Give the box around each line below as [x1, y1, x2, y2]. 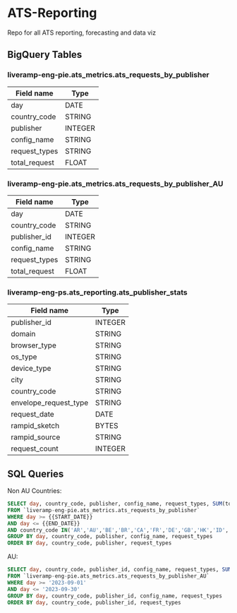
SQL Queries [7, 468, 64, 480]
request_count [11, 444, 59, 453]
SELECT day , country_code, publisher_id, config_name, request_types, [7, 566, 219, 573]
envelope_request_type [11, 398, 89, 407]
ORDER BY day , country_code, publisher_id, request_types [7, 599, 181, 606]
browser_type [11, 340, 56, 350]
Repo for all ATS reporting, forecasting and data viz [7, 28, 157, 37]
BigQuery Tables [7, 49, 83, 61]
